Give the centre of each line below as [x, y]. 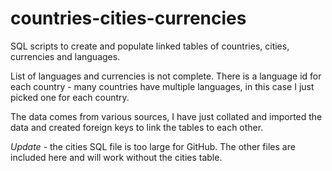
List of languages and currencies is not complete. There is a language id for [166, 76]
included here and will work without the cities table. [116, 157]
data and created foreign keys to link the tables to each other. [137, 127]
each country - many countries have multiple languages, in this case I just [162, 86]
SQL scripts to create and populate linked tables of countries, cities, [150, 46]
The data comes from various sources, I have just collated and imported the [166, 116]
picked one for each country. [70, 97]
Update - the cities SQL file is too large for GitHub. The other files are [153, 146]
